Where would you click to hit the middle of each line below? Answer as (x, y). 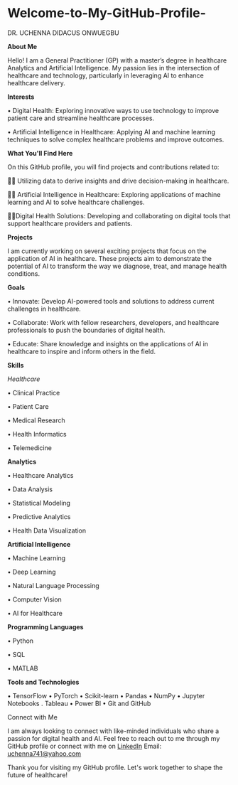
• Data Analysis (30, 489)
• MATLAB (23, 668)
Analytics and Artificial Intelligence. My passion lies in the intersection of (114, 68)
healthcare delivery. (37, 82)
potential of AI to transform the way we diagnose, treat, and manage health (117, 266)
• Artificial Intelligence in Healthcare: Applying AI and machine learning (111, 132)
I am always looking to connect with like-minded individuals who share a (113, 731)
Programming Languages (45, 626)
